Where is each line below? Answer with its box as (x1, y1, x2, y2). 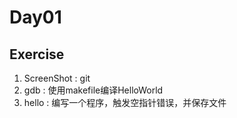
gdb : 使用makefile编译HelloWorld (23, 84, 164, 96)
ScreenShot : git (23, 72, 91, 84)
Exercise (9, 46, 65, 63)
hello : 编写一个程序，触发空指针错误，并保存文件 (23, 97, 227, 108)
